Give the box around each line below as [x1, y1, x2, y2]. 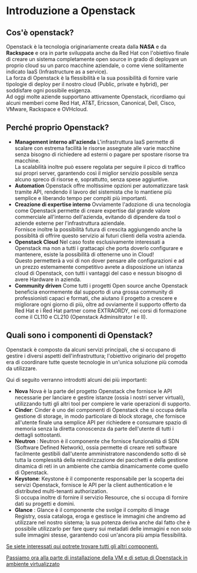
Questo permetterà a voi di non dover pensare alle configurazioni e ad [14, 257, 185, 264]
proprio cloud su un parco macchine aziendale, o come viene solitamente [6, 62, 184, 69]
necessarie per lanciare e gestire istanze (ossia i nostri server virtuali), [14, 394, 185, 401]
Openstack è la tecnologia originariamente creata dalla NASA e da [6, 43, 167, 50]
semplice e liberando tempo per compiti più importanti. [14, 194, 148, 201]
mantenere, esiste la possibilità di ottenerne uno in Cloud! [14, 251, 154, 258]
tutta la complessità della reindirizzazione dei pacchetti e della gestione [14, 456, 188, 463]
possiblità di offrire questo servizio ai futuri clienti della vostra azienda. [14, 232, 186, 239]
